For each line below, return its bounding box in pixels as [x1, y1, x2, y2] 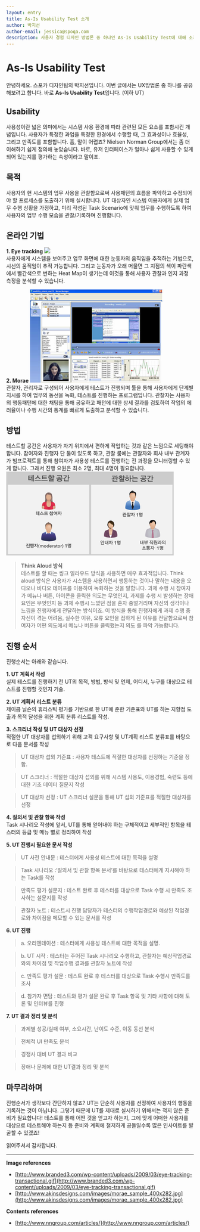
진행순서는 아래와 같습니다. [6, 658, 68, 665]
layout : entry [6, 10, 42, 15]
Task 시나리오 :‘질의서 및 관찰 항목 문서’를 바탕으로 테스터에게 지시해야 [20, 867, 185, 874]
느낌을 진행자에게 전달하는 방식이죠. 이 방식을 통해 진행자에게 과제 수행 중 [20, 607, 191, 614]
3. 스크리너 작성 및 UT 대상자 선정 [6, 726, 84, 733]
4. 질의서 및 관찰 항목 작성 [6, 814, 65, 821]
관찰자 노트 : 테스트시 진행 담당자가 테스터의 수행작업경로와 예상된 [20, 907, 174, 914]
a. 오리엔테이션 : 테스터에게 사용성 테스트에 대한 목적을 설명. [20, 939, 161, 947]
